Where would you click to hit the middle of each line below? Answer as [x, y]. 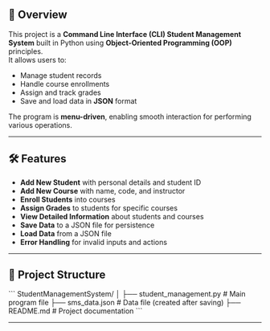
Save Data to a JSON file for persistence [87, 225]
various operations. [40, 125]
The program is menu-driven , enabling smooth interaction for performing [130, 116]
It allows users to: [37, 59]
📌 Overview [38, 15]
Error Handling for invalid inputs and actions [93, 242]
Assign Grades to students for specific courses [99, 208]
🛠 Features [37, 159]
